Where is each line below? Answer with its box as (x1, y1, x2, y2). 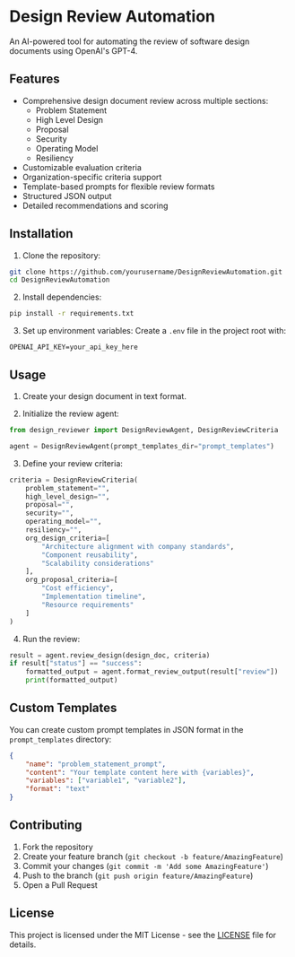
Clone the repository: (22, 249, 101, 261)
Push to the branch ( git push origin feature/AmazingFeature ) (22, 870, 254, 881)
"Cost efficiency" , (41, 584, 115, 593)
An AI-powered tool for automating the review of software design (9, 36, 250, 47)
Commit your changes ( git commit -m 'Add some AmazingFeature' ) (22, 860, 269, 871)
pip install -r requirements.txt (9, 309, 134, 318)
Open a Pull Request (22, 879, 99, 890)
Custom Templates (9, 700, 117, 716)
